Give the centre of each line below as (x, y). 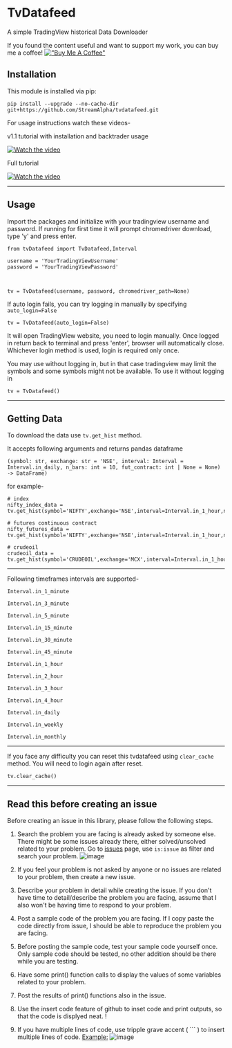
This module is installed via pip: (52, 91)
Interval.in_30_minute (40, 640)
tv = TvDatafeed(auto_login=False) (58, 323)
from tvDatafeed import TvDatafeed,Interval (72, 249)
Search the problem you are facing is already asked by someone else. (116, 834)
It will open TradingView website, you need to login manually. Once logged (113, 335)
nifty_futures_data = (38, 530)
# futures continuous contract (52, 523)
